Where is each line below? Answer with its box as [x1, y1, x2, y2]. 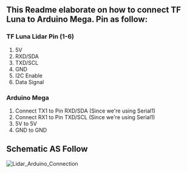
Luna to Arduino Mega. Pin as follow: [6, 15, 148, 25]
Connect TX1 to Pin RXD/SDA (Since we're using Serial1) [15, 107, 156, 114]
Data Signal [15, 78, 44, 85]
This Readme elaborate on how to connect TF [6, 5, 181, 15]
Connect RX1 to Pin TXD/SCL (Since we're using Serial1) [15, 113, 155, 120]
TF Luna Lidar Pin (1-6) [6, 33, 75, 41]
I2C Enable [15, 72, 42, 79]
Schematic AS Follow [6, 144, 88, 154]
